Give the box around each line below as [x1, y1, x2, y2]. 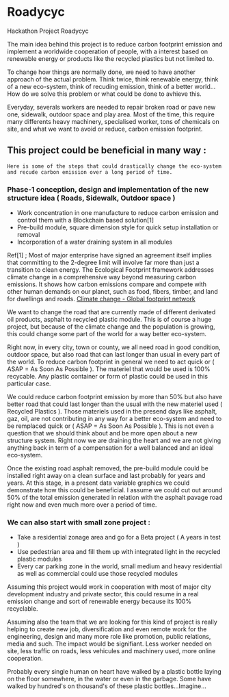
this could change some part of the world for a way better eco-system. [7, 330, 207, 338]
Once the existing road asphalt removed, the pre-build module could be [7, 464, 208, 472]
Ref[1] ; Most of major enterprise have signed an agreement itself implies [7, 251, 212, 259]
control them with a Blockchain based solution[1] [16, 216, 154, 225]
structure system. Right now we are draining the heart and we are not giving [7, 436, 221, 445]
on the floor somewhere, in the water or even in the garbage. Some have [7, 675, 212, 683]
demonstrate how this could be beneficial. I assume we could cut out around [7, 486, 223, 494]
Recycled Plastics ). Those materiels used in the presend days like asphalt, [7, 407, 217, 416]
